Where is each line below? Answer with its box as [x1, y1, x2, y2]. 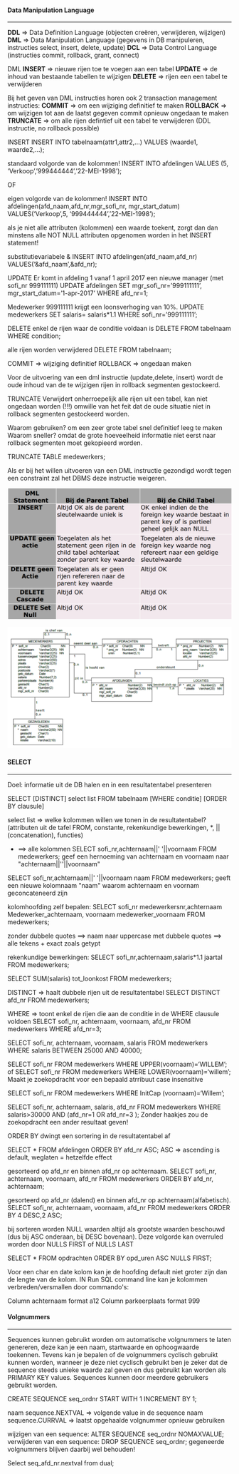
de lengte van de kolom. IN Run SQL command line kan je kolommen [7, 1275, 208, 1284]
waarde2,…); [7, 145, 45, 154]
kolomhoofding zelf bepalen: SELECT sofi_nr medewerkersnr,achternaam [7, 902, 223, 911]
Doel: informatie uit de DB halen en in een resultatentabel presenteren [7, 780, 212, 789]
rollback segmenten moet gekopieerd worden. [7, 439, 143, 447]
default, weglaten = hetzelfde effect [7, 1152, 112, 1162]
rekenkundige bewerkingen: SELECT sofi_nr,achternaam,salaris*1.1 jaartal [7, 953, 223, 961]
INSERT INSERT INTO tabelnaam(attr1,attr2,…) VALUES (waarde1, [7, 138, 198, 146]
